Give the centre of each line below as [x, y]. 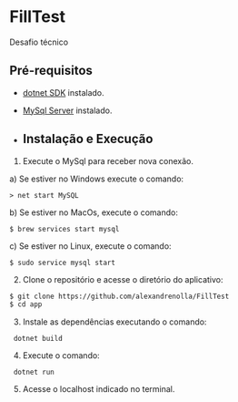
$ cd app [26, 304]
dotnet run [34, 372]
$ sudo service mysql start [63, 263]
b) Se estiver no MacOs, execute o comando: [94, 212]
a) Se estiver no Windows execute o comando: [97, 179]
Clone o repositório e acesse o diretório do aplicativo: [123, 279]
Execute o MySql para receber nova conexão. [108, 160]
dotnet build [38, 339]
